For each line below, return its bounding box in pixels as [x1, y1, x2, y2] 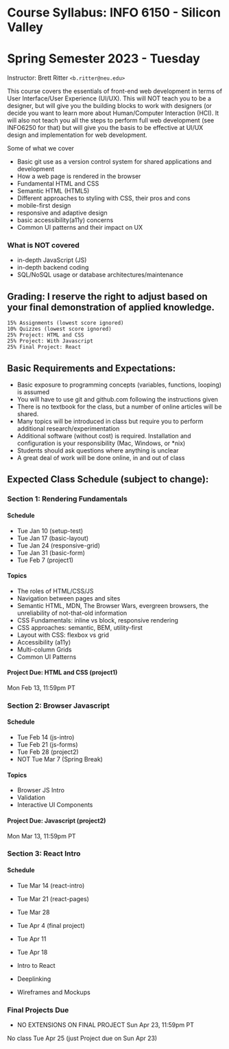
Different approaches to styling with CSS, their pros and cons [16, 194, 191, 202]
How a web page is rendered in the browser [16, 172, 141, 180]
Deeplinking [16, 975, 51, 983]
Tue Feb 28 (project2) [16, 748, 79, 756]
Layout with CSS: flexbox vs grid [16, 631, 110, 639]
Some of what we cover [7, 144, 74, 153]
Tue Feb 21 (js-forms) [16, 741, 78, 749]
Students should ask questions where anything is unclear [16, 446, 180, 455]
